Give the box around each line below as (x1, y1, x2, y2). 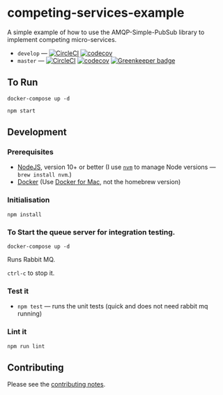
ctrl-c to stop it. (7, 269, 55, 277)
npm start (7, 107, 36, 114)
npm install (7, 211, 42, 218)
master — (17, 56, 45, 64)
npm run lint (7, 343, 45, 350)
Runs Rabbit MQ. (7, 255, 56, 264)
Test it (7, 286, 29, 296)
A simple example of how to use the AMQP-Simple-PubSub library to (7, 28, 205, 36)
